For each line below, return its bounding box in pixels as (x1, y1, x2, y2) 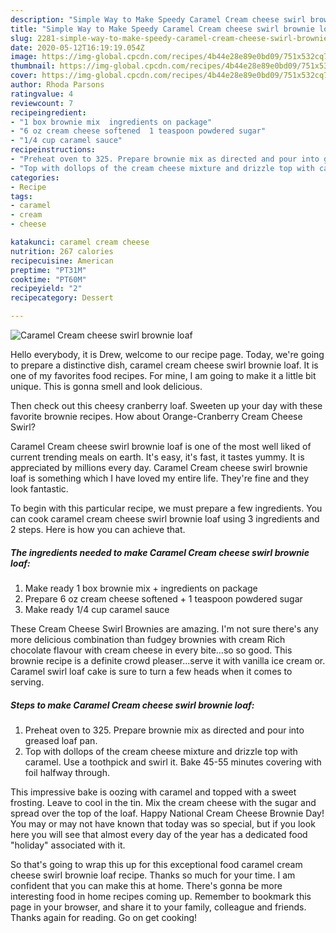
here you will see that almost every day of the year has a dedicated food (10, 828, 308, 840)
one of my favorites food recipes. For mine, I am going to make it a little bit (10, 370, 317, 381)
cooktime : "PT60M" (10, 274, 87, 285)
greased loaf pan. (24, 734, 98, 746)
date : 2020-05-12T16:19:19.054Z (10, 42, 145, 53)
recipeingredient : (10, 107, 87, 118)
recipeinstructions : (10, 145, 97, 155)
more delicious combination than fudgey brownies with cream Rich (10, 633, 286, 645)
